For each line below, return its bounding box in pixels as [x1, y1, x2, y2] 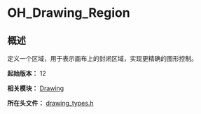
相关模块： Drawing [7, 84, 64, 92]
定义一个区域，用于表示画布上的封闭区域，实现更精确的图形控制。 [7, 55, 197, 62]
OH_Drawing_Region [7, 5, 131, 21]
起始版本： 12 [7, 69, 47, 78]
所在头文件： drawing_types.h [7, 99, 94, 107]
